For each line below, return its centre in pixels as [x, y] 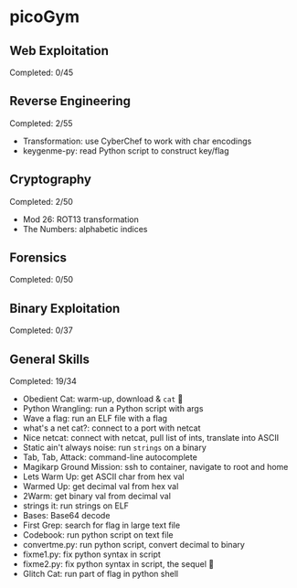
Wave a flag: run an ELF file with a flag [95, 419]
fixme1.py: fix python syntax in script [92, 554]
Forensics [38, 258]
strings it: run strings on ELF [76, 506]
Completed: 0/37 [41, 330]
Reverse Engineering [70, 101]
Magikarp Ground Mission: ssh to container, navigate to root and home [155, 467]
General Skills [49, 359]
